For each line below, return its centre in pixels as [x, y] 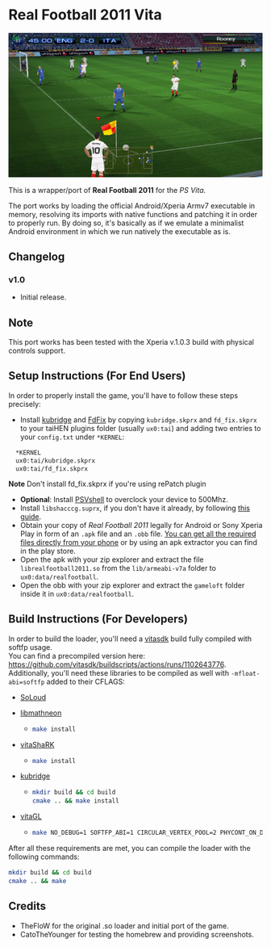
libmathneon [41, 713]
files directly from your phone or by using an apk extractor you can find [139, 542]
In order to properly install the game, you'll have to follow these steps [123, 395]
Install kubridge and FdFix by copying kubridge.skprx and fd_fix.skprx [138, 419]
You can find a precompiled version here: [77, 656]
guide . [31, 516]
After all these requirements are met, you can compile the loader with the [130, 849]
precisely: [25, 404]
